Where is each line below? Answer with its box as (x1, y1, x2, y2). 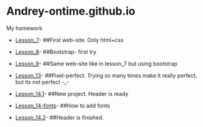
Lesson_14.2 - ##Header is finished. (15, 114, 104, 121)
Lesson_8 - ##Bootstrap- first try (15, 48, 96, 56)
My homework (6, 24, 43, 32)
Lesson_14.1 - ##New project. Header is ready (15, 90, 129, 97)
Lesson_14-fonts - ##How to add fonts (15, 102, 110, 109)
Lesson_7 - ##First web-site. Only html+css (15, 36, 124, 43)
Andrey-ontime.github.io (6, 4, 135, 18)
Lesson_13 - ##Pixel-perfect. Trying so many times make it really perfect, (15, 71, 198, 79)
